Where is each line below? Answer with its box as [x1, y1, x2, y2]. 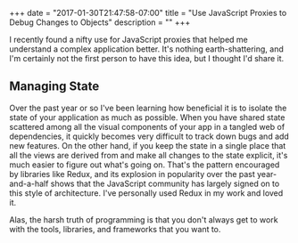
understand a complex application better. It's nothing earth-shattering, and [9, 44, 284, 54]
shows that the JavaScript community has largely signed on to [50, 178, 280, 189]
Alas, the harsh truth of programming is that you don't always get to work [9, 214, 278, 225]
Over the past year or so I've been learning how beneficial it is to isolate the [9, 102, 287, 113]
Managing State [9, 79, 100, 94]
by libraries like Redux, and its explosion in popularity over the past [9, 168, 256, 179]
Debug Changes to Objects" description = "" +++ [9, 17, 191, 28]
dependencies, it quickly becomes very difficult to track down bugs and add [9, 131, 290, 142]
